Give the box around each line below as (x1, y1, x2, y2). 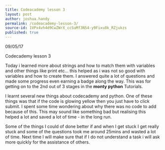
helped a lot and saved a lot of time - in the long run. (5, 114, 112, 120)
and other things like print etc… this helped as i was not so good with (5, 68, 146, 74)
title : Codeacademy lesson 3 (5, 7, 65, 12)
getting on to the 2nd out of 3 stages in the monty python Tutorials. (5, 84, 143, 89)
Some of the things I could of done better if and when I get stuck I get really (5, 123, 159, 129)
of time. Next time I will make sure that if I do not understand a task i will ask (5, 134, 160, 140)
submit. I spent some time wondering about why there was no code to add (5, 104, 157, 109)
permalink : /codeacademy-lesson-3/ (5, 21, 79, 26)
